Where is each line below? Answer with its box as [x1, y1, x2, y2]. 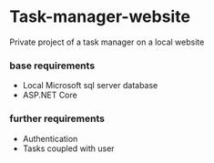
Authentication [22, 133, 78, 144]
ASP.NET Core [22, 89, 77, 101]
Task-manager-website [9, 6, 191, 27]
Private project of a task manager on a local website [9, 36, 205, 47]
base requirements [9, 59, 96, 72]
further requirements [9, 112, 106, 125]
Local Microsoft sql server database [22, 80, 158, 91]
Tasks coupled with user [22, 143, 116, 154]
